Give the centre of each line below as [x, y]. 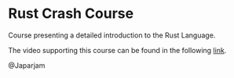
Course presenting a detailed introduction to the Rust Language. [112, 35]
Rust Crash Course [71, 14]
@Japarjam [27, 65]
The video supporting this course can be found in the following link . [117, 50]
